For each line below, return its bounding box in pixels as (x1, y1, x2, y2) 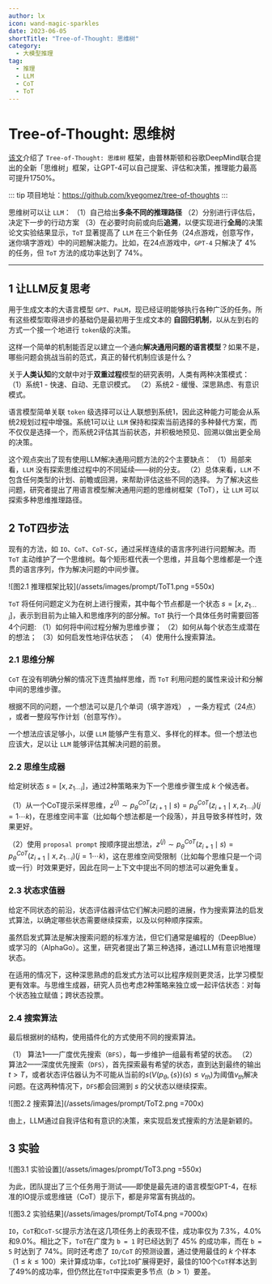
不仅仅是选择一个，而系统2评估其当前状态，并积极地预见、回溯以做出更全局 (8, 427, 261, 437)
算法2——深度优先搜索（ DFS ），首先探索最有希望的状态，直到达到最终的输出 (8, 1059, 261, 1069)
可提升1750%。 (8, 173, 60, 183)
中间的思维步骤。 (8, 684, 66, 693)
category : (8, 42, 42, 50)
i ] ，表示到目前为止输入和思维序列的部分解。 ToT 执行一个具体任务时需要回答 (8, 610, 260, 622)
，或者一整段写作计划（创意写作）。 (8, 711, 125, 721)
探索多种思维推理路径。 (8, 495, 87, 505)
